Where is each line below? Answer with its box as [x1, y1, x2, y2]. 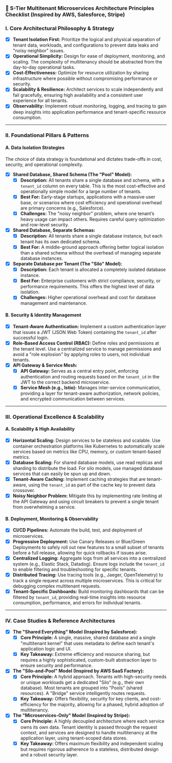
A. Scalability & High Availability [5, 426, 75, 432]
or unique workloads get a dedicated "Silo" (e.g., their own [20, 680, 144, 686]
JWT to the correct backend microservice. [20, 379, 110, 385]
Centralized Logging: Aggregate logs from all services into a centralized [12, 555, 166, 561]
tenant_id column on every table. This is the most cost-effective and [20, 183, 165, 189]
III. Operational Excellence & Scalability [5, 413, 104, 420]
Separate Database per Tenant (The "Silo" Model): [12, 261, 123, 267]
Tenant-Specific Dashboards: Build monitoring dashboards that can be [12, 588, 164, 595]
